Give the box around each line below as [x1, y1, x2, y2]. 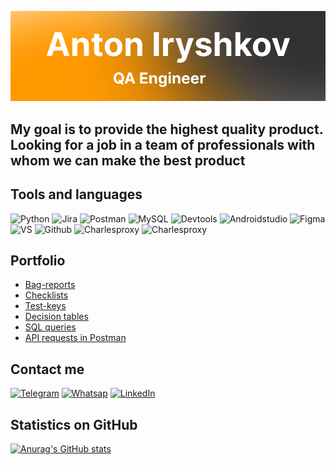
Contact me [10, 361, 85, 378]
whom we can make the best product [10, 152, 246, 169]
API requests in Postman [24, 332, 127, 344]
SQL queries [24, 321, 77, 333]
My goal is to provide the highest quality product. [10, 121, 324, 138]
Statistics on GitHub [10, 416, 138, 433]
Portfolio [10, 252, 66, 269]
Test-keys [24, 300, 67, 312]
